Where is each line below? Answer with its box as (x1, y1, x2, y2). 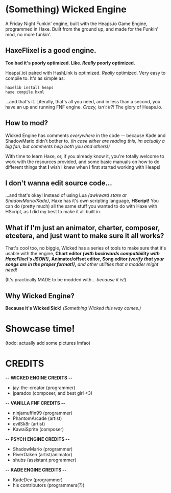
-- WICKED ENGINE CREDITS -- (5, 374, 73, 380)
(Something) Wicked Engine (5, 4, 127, 15)
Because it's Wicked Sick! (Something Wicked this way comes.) (5, 305, 141, 311)
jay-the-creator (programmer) (12, 385, 76, 391)
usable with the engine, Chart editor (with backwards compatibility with (5, 251, 160, 257)
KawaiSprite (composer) (12, 426, 64, 432)
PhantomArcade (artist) (12, 415, 62, 421)
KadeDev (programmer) (12, 477, 63, 483)
